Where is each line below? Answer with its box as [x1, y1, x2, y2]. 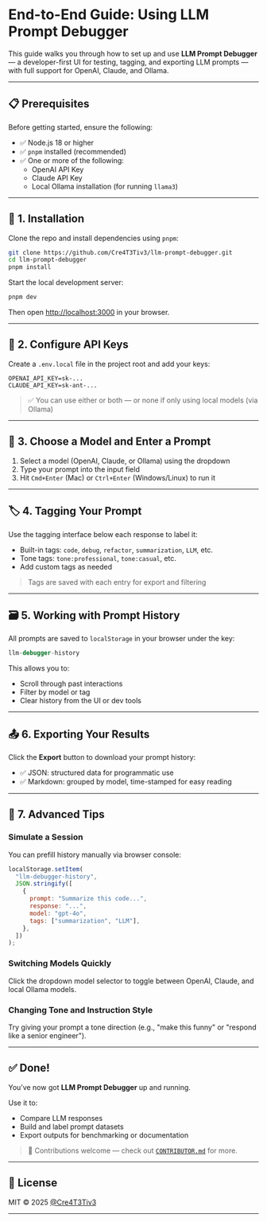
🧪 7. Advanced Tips [8, 808, 105, 821]
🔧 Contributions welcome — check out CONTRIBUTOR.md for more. [27, 1146, 238, 1155]
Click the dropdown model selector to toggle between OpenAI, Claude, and [8, 976, 254, 986]
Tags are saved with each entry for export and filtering [27, 577, 207, 586]
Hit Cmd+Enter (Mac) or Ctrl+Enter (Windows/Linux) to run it [19, 473, 216, 482]
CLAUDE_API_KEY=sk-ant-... [8, 381, 98, 389]
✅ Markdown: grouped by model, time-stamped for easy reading [19, 777, 232, 786]
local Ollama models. [8, 984, 77, 994]
